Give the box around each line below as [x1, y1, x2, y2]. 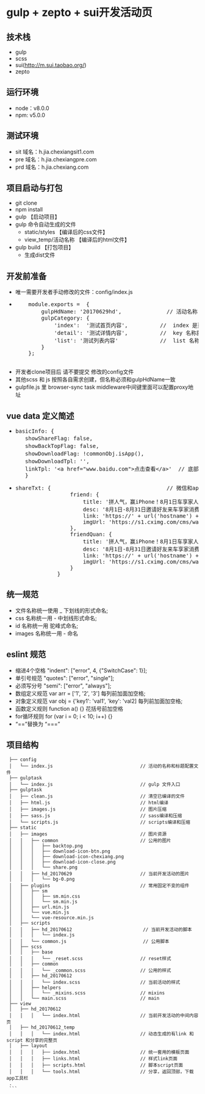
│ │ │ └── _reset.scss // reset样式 [9, 955, 171, 961]
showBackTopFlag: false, [25, 442, 99, 450]
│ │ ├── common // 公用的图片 [9, 837, 171, 843]
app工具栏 [6, 1075, 29, 1081]
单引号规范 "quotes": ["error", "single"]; [15, 674, 115, 681]
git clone [15, 199, 38, 207]
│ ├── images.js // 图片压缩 [9, 806, 167, 812]
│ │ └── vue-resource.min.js [9, 914, 95, 920]
